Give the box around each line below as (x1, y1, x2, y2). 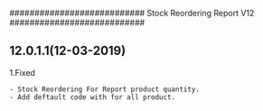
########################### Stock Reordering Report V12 (9, 8, 255, 18)
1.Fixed (9, 67, 36, 78)
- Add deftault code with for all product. (9, 92, 176, 102)
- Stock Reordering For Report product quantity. (9, 85, 201, 94)
